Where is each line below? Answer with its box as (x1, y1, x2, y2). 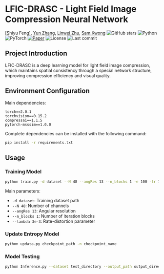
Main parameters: (5, 188, 41, 194)
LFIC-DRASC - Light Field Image (5, 3, 137, 15)
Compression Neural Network (5, 14, 128, 25)
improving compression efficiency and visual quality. (5, 72, 111, 79)
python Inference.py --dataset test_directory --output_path (5, 264, 132, 269)
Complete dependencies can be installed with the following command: (5, 130, 147, 136)
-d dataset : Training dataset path (12, 198, 80, 203)
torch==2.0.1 (5, 109, 32, 114)
